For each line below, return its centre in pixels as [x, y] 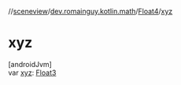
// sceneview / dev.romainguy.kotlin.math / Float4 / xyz [90, 11]
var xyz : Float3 [32, 73]
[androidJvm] [30, 64]
